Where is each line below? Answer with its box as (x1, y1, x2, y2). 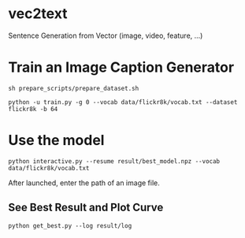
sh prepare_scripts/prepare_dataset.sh (8, 84, 139, 92)
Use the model (8, 132, 105, 150)
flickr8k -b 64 (8, 105, 58, 113)
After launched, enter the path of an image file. (8, 178, 160, 188)
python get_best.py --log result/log (8, 221, 132, 229)
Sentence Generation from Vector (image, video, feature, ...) (8, 31, 203, 40)
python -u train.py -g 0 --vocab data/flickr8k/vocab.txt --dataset (8, 98, 238, 106)
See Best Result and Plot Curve (8, 201, 164, 214)
